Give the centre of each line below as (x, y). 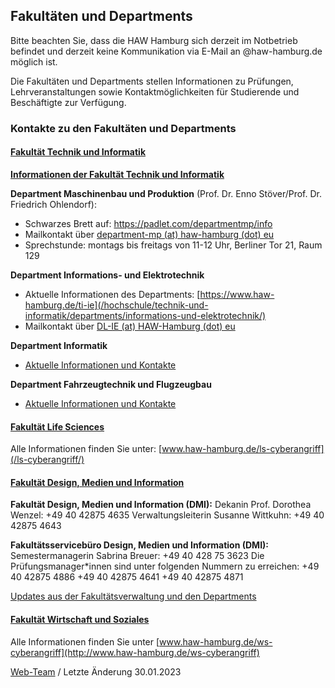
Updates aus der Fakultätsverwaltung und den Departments (133, 596)
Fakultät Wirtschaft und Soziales (80, 619)
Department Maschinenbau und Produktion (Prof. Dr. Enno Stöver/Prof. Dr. (166, 193)
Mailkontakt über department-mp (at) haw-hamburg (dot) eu (149, 234)
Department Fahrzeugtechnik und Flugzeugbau (111, 384)
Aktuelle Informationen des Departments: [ (112, 294)
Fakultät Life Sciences (57, 426)
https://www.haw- (237, 294)
